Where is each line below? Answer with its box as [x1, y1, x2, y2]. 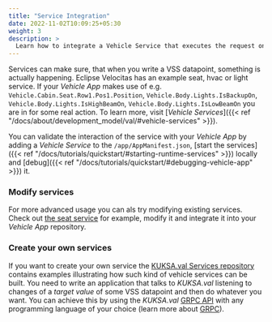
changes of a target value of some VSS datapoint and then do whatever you [8, 286, 262, 296]
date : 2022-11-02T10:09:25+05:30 [8, 19, 121, 28]
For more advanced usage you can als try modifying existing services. [8, 204, 243, 215]
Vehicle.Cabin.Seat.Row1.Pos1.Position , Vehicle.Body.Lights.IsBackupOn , [8, 90, 257, 100]
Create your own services [8, 243, 112, 254]
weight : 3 [8, 27, 42, 35]
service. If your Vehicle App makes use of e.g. [8, 82, 162, 92]
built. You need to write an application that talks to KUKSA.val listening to [8, 277, 253, 288]
